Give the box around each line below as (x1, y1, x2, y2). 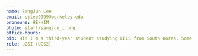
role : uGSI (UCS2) (6, 41, 52, 47)
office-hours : (6, 30, 41, 36)
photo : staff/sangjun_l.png (6, 24, 76, 31)
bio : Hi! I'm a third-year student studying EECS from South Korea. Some (6, 36, 193, 41)
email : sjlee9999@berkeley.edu (6, 14, 84, 20)
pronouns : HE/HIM (6, 19, 49, 25)
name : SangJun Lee (6, 8, 52, 15)
